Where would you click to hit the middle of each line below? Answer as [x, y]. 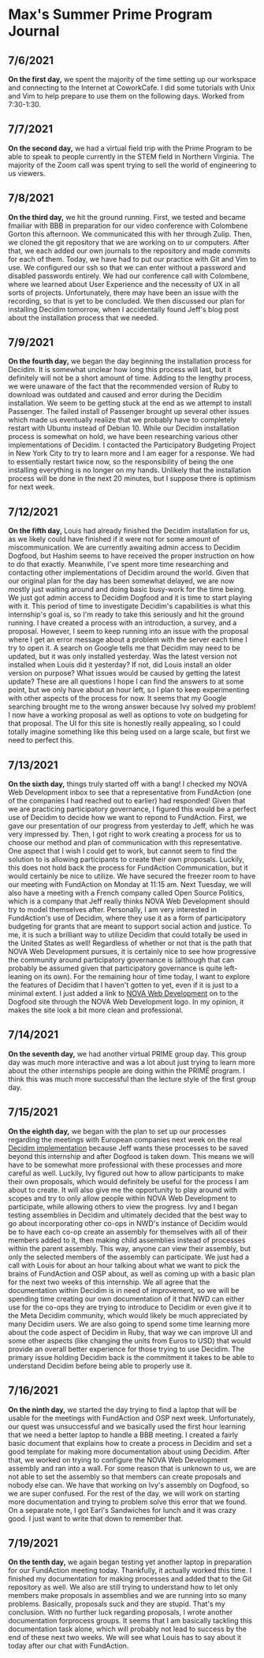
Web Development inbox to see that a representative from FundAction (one [130, 792]
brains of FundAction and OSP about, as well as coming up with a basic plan [132, 1273]
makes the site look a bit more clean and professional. [96, 1010]
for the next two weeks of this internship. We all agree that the [109, 1282]
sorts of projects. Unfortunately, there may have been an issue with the [123, 292]
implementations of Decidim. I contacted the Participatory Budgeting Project [132, 445]
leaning [20, 977]
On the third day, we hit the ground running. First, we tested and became [127, 217]
